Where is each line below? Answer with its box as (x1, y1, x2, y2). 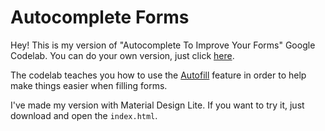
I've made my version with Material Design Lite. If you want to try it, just (10, 99, 305, 111)
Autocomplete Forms (10, 6, 190, 29)
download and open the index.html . (10, 109, 158, 121)
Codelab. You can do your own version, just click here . (10, 49, 235, 61)
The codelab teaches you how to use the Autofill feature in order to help (10, 69, 307, 81)
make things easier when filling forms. (10, 79, 168, 91)
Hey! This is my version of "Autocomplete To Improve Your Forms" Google (10, 39, 316, 51)
